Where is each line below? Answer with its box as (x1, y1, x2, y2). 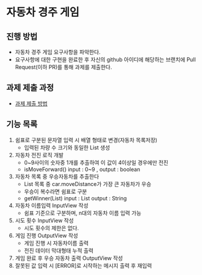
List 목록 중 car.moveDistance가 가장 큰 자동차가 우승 (24, 180, 152, 187)
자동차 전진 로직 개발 (14, 151, 64, 158)
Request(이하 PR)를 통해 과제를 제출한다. (14, 64, 113, 70)
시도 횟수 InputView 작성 (14, 217, 74, 224)
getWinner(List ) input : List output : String (24, 194, 127, 202)
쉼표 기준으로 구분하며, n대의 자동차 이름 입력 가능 (24, 209, 142, 217)
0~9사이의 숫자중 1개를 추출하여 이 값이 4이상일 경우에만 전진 (24, 159, 169, 166)
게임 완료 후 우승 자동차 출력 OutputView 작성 (14, 254, 123, 262)
